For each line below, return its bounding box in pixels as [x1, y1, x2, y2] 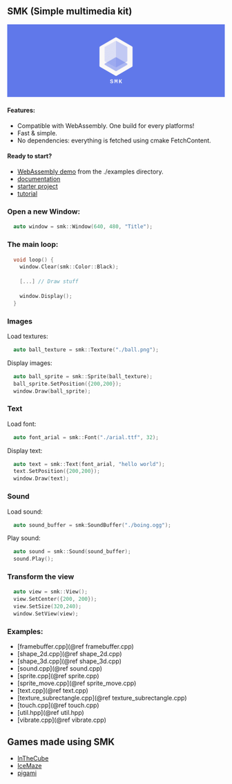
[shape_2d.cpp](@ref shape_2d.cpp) [17, 650, 122, 658]
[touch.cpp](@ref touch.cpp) [17, 701, 99, 709]
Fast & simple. [17, 129, 57, 137]
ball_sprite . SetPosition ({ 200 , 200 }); [13, 380, 122, 387]
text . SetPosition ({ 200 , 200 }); [13, 468, 100, 475]
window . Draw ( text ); [13, 475, 70, 483]
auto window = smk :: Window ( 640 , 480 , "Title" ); [13, 223, 153, 230]
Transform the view [7, 572, 75, 581]
